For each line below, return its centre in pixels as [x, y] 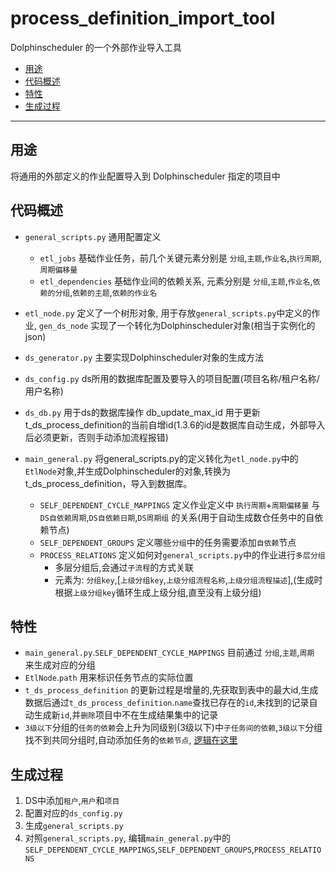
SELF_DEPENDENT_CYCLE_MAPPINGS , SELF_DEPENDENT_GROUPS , [139, 849]
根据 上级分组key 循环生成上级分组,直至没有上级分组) [158, 592]
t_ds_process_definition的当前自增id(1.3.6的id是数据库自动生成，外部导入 [175, 424]
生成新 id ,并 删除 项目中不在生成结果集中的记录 [125, 715]
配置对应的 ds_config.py [73, 813]
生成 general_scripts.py [74, 826]
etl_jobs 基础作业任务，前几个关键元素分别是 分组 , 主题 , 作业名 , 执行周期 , [180, 258]
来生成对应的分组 [60, 665]
